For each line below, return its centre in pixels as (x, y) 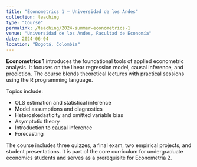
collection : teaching (33, 17)
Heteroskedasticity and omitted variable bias (69, 115)
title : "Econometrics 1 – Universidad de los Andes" (72, 11)
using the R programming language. (50, 79)
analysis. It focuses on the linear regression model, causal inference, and (95, 67)
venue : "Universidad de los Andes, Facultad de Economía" (79, 34)
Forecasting (29, 133)
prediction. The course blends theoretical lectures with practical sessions (95, 74)
